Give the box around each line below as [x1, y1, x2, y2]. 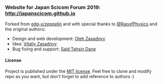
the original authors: [5, 26, 46, 32]
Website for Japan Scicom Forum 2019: [5, 4, 101, 11]
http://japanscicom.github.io [5, 10, 76, 17]
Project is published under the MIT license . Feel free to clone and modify [5, 68, 152, 74]
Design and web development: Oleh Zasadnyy [12, 36, 105, 42]
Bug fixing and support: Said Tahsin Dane [12, 46, 96, 52]
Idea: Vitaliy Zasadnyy [12, 41, 57, 47]
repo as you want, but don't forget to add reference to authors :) [5, 73, 135, 79]
